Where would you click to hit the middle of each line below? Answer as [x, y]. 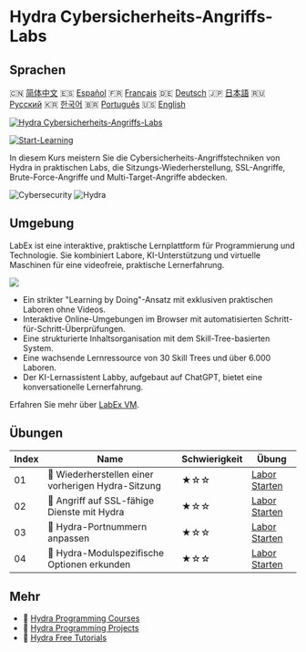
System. [38, 347]
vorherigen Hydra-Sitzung [105, 485]
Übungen [36, 434]
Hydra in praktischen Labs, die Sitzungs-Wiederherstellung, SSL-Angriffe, [148, 167]
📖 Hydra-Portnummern [97, 526]
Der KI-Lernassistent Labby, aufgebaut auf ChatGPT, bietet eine [142, 377]
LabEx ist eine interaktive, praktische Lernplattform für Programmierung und [153, 245]
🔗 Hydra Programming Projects [81, 628]
